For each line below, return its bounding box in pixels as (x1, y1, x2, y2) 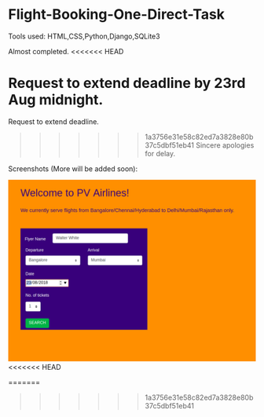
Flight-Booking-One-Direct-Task (8, 5, 225, 24)
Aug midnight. (8, 91, 104, 109)
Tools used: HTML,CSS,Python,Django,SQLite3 (8, 31, 160, 41)
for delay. (145, 148, 176, 158)
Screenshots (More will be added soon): (8, 163, 138, 174)
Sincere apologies (196, 140, 255, 150)
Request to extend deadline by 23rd (8, 75, 246, 92)
